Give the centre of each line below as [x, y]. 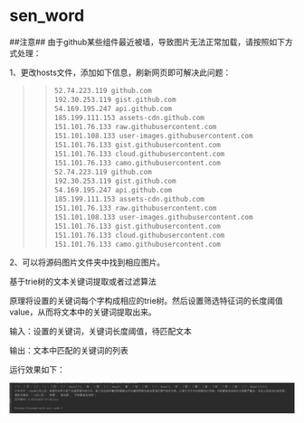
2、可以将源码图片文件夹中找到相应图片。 [87, 262]
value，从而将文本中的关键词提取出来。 [83, 312]
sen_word [47, 16]
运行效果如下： [37, 369]
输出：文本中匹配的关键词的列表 [69, 350]
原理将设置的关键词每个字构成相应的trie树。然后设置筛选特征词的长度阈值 [146, 300]
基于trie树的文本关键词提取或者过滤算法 [83, 281]
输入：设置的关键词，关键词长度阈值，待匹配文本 [100, 331]
